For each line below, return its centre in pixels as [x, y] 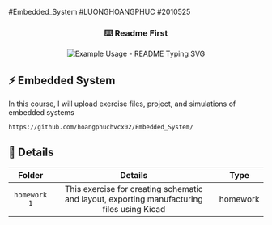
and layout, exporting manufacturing [134, 199]
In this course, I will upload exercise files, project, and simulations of [122, 104]
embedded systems [41, 112]
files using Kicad [134, 209]
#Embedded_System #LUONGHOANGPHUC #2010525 [100, 12]
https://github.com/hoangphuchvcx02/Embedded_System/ [101, 127]
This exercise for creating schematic [134, 189]
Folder [30, 175]
